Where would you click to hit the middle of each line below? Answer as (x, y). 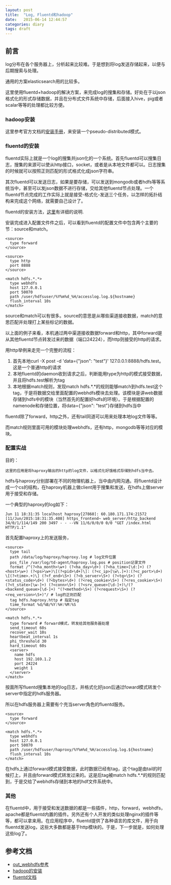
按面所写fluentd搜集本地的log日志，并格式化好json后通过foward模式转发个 (83, 687)
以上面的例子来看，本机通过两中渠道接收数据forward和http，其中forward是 (84, 333)
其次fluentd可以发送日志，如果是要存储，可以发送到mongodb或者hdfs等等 (83, 182)
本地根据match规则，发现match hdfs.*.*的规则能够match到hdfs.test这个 (88, 386)
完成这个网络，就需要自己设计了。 (50, 201)
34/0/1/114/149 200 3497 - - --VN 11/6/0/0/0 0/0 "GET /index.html (78, 523)
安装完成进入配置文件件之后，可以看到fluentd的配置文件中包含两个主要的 (82, 222)
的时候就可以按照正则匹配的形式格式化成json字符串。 (61, 171)
